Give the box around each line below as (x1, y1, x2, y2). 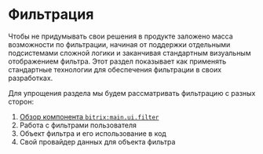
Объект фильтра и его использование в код (19, 128, 166, 138)
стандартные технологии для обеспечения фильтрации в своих (8, 64, 222, 74)
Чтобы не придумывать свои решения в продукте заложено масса (8, 31, 233, 41)
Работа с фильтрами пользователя (19, 120, 137, 130)
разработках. (8, 73, 53, 82)
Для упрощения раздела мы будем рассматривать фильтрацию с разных (8, 88, 256, 97)
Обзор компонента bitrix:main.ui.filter (19, 112, 159, 121)
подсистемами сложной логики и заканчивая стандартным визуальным (8, 48, 251, 57)
